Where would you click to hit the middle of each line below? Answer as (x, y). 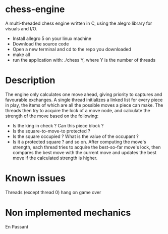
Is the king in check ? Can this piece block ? (58, 125)
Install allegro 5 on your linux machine (52, 38)
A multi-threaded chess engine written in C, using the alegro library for (79, 23)
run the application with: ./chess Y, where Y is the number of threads (84, 60)
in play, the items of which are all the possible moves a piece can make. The (84, 105)
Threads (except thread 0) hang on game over (53, 192)
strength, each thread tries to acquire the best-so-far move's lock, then (87, 147)
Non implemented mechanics (68, 213)
